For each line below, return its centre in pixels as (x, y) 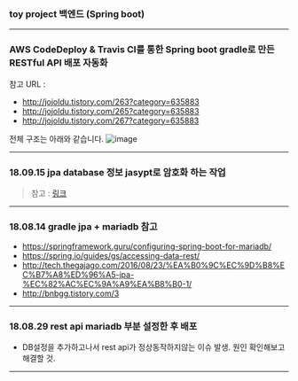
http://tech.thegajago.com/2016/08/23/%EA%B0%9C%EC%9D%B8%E (153, 265)
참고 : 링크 (49, 193)
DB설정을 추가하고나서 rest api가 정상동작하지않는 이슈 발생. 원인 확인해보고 (153, 347)
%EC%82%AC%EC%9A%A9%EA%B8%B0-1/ (107, 284)
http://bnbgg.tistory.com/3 (71, 293)
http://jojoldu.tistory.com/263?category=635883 (110, 101)
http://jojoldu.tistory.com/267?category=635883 (110, 121)
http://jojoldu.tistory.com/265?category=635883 (110, 111)
